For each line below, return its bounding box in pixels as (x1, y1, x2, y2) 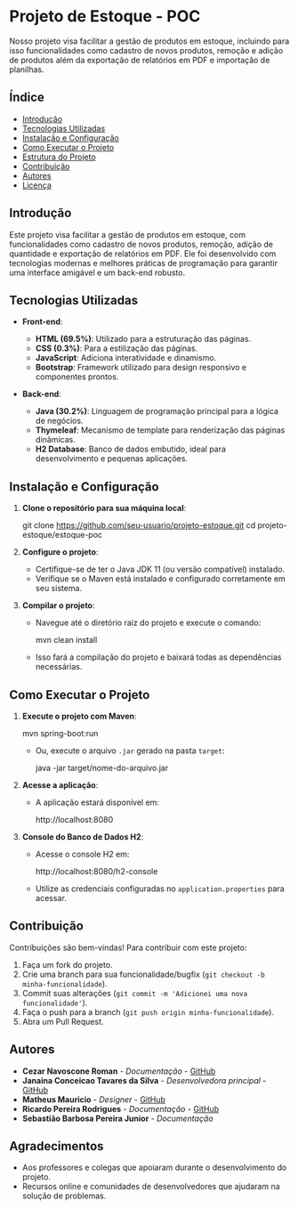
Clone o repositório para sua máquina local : (21, 503, 187, 514)
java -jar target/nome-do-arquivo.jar (35, 763, 169, 773)
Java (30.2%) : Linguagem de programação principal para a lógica (35, 406, 278, 417)
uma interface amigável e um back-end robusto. (9, 267, 185, 278)
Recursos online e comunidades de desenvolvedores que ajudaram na (21, 1182, 280, 1192)
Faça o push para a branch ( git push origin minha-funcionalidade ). (21, 1006, 274, 1017)
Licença (21, 180, 52, 191)
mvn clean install (35, 635, 98, 646)
